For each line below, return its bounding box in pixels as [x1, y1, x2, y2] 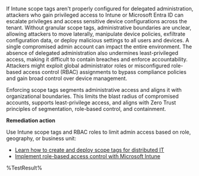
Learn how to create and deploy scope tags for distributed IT [14, 146, 164, 153]
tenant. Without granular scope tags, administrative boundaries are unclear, [6, 24, 192, 31]
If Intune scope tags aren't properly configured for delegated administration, [6, 5, 194, 12]
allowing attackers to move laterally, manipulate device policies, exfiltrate [6, 30, 186, 38]
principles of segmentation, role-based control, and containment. [6, 106, 166, 112]
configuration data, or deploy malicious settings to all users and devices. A [6, 37, 189, 44]
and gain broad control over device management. [6, 75, 128, 82]
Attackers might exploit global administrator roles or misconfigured [6, 62, 170, 69]
